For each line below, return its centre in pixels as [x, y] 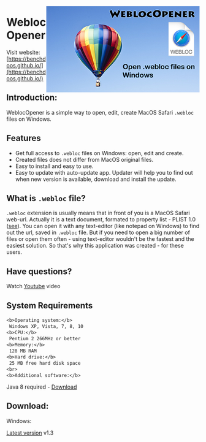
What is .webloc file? [46, 198]
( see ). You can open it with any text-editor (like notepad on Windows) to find [103, 226]
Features [24, 138]
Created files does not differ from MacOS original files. [84, 159]
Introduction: [32, 98]
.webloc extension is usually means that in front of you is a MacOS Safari [98, 213]
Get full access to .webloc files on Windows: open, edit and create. [99, 153]
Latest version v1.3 [30, 433]
